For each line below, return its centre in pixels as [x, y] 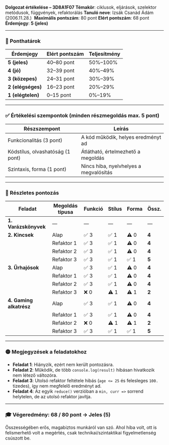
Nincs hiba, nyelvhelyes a [111, 166]
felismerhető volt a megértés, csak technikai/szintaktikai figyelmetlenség [81, 433]
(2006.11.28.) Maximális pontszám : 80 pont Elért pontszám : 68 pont [77, 18]
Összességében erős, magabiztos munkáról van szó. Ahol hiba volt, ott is [81, 427]
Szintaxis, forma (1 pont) [37, 169]
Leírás [121, 129]
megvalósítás [97, 172]
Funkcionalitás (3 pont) [35, 140]
